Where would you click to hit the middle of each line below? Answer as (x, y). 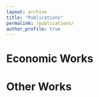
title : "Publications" (35, 18)
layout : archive (27, 12)
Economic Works (50, 59)
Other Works (39, 86)
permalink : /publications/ (40, 23)
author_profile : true (34, 29)
